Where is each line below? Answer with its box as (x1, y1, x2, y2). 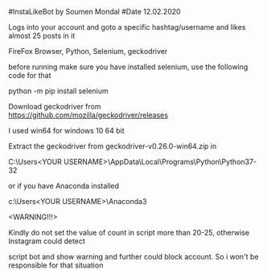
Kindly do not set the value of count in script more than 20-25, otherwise (8, 228, 250, 237)
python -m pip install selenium (8, 86, 109, 96)
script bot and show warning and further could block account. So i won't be (8, 252, 259, 261)
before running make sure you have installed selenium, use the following (8, 62, 249, 72)
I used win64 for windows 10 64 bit (8, 126, 125, 135)
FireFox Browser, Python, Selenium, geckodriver (8, 47, 168, 55)
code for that (8, 71, 51, 80)
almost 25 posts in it (8, 31, 76, 40)
